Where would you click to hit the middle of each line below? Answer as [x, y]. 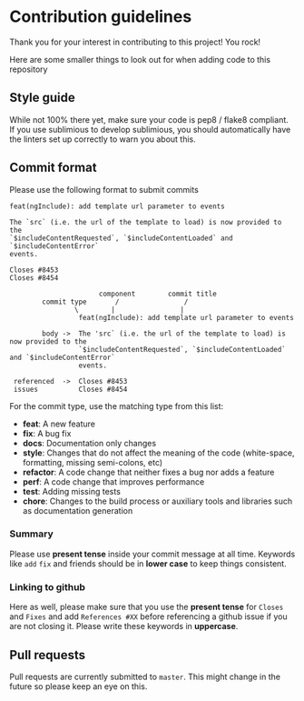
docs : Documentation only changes [89, 443]
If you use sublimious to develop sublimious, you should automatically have [150, 129]
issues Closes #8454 [70, 389]
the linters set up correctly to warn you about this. [103, 139]
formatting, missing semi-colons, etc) [93, 462]
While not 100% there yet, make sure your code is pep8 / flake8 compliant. [149, 119]
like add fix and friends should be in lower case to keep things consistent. [148, 563]
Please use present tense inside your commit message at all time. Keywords [152, 554]
